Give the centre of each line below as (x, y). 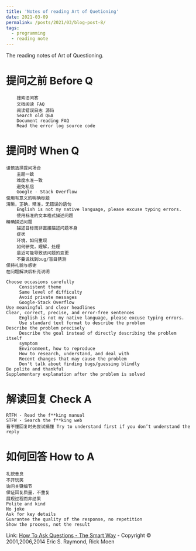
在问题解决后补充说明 (28, 271)
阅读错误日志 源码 (35, 110)
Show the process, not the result (48, 524)
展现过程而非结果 (24, 499)
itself (14, 338)
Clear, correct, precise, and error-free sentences (70, 312)
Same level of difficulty (51, 292)
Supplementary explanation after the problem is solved (75, 374)
